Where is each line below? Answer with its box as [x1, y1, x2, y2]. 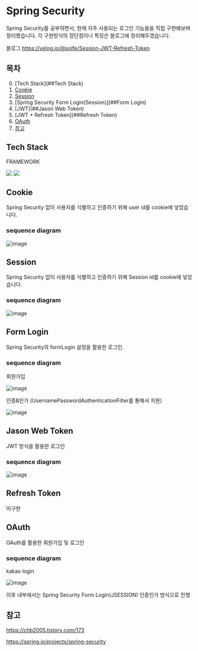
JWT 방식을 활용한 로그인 [6, 442, 65, 449]
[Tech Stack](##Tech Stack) [14, 80, 84, 87]
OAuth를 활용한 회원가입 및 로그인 [6, 539, 85, 546]
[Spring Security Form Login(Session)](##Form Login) [14, 99, 147, 106]
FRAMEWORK [6, 158, 40, 165]
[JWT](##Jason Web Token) [14, 105, 85, 112]
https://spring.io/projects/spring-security [6, 638, 106, 645]
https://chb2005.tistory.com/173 [6, 626, 85, 633]
